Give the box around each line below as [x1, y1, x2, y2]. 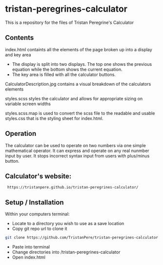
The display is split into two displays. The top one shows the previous [12, 61, 152, 67]
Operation [5, 130, 37, 138]
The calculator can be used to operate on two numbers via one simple [5, 142, 146, 148]
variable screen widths [5, 101, 51, 107]
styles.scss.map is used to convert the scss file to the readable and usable [5, 110, 155, 116]
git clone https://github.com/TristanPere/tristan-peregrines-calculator [5, 235, 159, 240]
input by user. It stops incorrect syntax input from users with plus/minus [5, 152, 150, 159]
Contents [5, 34, 34, 42]
